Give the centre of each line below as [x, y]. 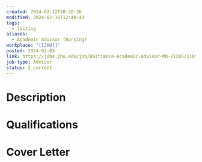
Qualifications [42, 124]
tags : [13, 23]
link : [13, 56]
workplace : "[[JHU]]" [33, 46]
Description [36, 97]
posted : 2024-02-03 [31, 51]
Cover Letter [38, 152]
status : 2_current [29, 67]
